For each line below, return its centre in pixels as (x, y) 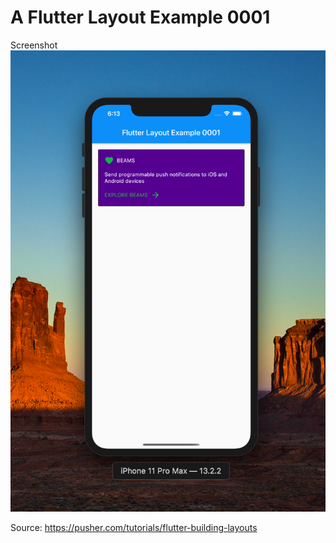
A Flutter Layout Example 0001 (140, 17)
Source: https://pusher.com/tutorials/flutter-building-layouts (134, 528)
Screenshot (34, 45)
